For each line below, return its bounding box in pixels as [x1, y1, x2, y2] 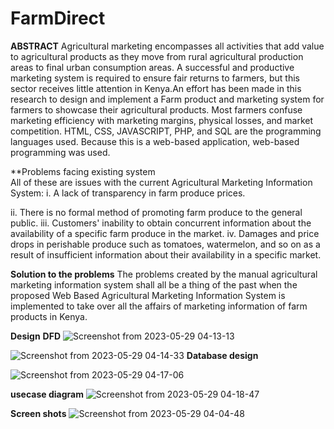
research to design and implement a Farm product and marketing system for [10, 93, 325, 105]
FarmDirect [10, 7, 106, 30]
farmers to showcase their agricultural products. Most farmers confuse [10, 103, 303, 116]
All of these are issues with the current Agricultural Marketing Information [10, 176, 313, 188]
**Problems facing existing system [10, 165, 156, 177]
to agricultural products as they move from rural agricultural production [10, 50, 304, 62]
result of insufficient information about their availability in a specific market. [10, 248, 322, 261]
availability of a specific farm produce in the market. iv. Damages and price [10, 227, 320, 239]
